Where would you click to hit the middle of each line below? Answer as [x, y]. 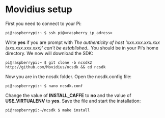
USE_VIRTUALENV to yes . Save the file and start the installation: [73, 101]
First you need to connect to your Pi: [44, 23]
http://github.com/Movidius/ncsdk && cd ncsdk [56, 67]
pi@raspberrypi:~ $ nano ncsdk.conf [44, 86]
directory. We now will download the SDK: [49, 53]
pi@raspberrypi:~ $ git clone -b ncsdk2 [49, 62]
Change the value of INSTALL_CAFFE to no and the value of [68, 95]
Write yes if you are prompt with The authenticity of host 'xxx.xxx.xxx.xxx [83, 42]
